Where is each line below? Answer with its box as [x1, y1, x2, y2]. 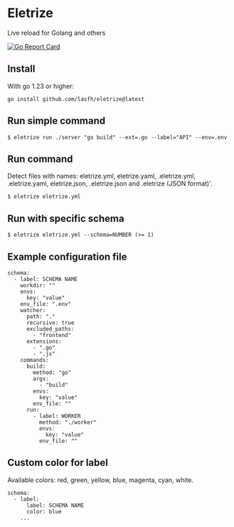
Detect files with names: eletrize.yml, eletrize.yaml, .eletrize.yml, [7, 172, 196, 181]
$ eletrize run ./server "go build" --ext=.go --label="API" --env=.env [7, 134, 228, 141]
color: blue [26, 508, 62, 515]
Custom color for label [7, 457, 108, 469]
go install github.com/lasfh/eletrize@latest [7, 95, 144, 102]
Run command [7, 153, 73, 165]
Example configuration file [7, 250, 127, 262]
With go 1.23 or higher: [7, 82, 75, 90]
